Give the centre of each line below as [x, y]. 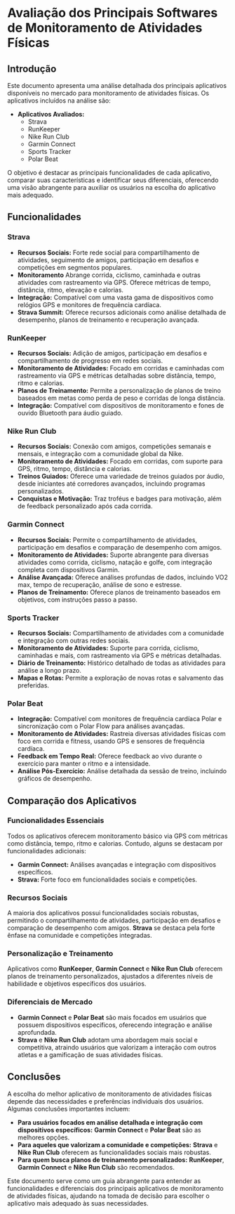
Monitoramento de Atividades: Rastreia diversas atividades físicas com [121, 734]
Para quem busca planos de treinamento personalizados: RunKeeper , [121, 1160]
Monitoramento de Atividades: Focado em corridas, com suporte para [120, 461]
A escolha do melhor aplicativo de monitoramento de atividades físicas [110, 1094]
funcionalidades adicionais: [47, 851]
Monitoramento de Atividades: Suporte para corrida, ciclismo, [108, 647]
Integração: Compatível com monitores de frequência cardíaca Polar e [120, 719]
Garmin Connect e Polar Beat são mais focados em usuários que [112, 1017]
